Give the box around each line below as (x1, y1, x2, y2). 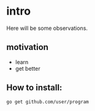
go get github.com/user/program (6, 99, 89, 105)
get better (15, 65, 41, 72)
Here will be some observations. (6, 24, 88, 32)
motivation (6, 42, 49, 52)
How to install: (6, 82, 63, 93)
